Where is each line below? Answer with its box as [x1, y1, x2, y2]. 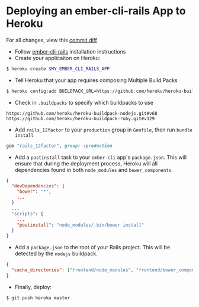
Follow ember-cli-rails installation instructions [14, 48, 126, 55]
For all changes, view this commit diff [6, 36, 98, 43]
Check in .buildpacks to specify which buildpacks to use [14, 99, 154, 106]
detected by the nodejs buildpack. [14, 250, 98, 257]
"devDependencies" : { [11, 183, 65, 189]
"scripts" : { [11, 211, 44, 217]
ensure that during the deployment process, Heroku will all [14, 159, 158, 167]
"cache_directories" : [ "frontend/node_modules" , [11, 267, 134, 273]
